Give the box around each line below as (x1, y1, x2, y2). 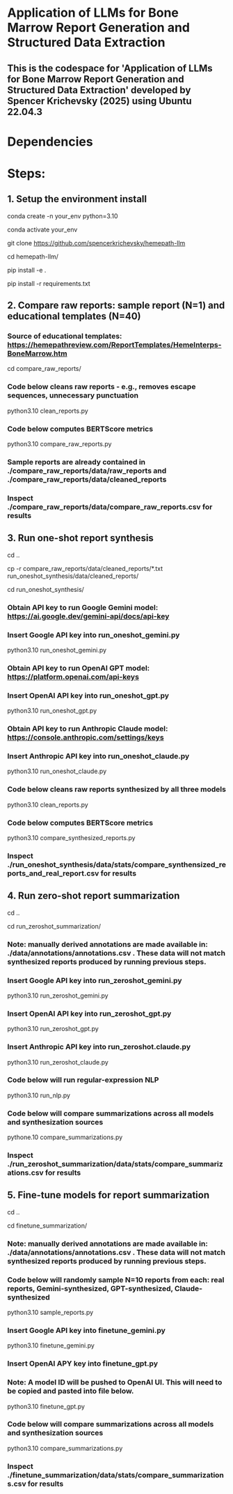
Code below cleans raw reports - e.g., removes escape (7, 382, 196, 392)
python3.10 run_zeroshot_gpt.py (7, 1025, 99, 1033)
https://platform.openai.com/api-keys (7, 671, 139, 681)
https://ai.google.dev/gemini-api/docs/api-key (7, 611, 170, 621)
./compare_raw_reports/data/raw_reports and (7, 466, 167, 475)
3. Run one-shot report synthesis (7, 532, 154, 544)
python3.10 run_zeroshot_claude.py (7, 1058, 109, 1066)
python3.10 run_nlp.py (7, 1091, 71, 1099)
